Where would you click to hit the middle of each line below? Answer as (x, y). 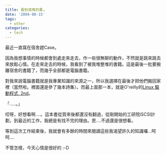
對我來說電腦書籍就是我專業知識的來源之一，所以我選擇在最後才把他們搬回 (81, 81)
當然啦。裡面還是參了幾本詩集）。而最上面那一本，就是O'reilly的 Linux (84, 87)
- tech (16, 33)
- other (18, 24)
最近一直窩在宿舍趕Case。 (32, 47)
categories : (17, 28)
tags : (11, 19)
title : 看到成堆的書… (25, 10)
